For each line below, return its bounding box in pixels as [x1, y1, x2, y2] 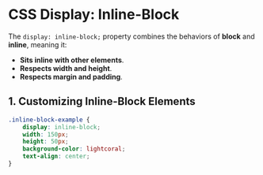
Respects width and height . [19, 63, 112, 73]
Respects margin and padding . [19, 72, 123, 81]
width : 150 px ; [22, 130, 69, 139]
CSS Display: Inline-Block [8, 6, 180, 24]
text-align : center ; [22, 152, 90, 161]
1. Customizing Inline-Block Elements [8, 95, 196, 108]
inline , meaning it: [8, 39, 67, 49]
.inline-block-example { [8, 116, 90, 124]
